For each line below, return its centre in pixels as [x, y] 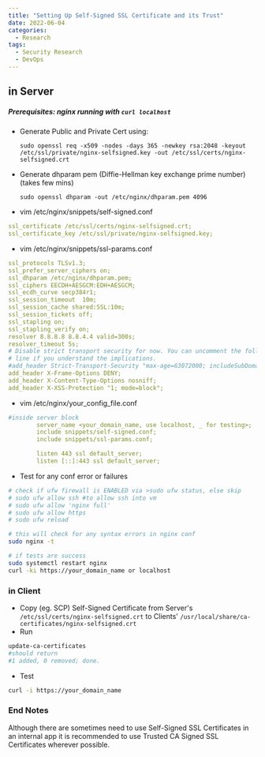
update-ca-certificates [47, 646]
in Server [31, 92]
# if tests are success [47, 556]
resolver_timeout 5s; [44, 344]
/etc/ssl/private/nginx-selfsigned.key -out [94, 153]
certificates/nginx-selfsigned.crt [78, 624]
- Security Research [49, 52]
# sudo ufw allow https [47, 513]
